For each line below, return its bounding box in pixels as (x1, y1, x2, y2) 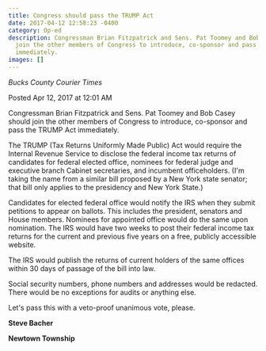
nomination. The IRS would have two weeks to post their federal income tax (8, 223, 255, 232)
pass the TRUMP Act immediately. (8, 124, 120, 135)
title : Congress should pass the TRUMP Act (8, 11, 154, 20)
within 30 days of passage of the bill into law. (8, 263, 156, 273)
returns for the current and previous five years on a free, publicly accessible (8, 231, 256, 241)
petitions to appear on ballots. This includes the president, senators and (8, 206, 243, 216)
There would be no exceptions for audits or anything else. (8, 287, 196, 297)
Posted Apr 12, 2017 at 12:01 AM (8, 93, 112, 102)
